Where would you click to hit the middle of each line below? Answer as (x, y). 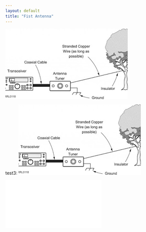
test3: (12, 173)
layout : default (23, 11)
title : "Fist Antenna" (29, 16)
